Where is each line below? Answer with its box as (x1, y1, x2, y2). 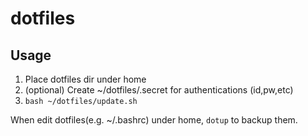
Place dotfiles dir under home (24, 73, 147, 85)
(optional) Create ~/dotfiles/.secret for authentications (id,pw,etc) (24, 84, 294, 96)
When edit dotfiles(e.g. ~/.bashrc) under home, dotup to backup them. (10, 114, 298, 126)
